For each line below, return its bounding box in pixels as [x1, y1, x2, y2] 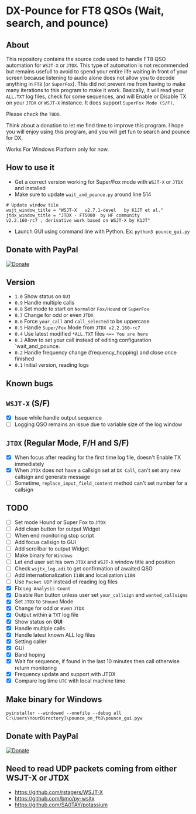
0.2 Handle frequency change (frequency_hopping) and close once [14, 349, 177, 356]
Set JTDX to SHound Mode [14, 598, 74, 605]
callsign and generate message [14, 473, 91, 480]
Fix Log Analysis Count [14, 585, 71, 592]
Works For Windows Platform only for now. [6, 146, 109, 153]
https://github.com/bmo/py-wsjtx [14, 795, 95, 802]
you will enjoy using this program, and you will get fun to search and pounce [6, 128, 190, 135]
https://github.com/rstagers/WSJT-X [14, 788, 104, 796]
